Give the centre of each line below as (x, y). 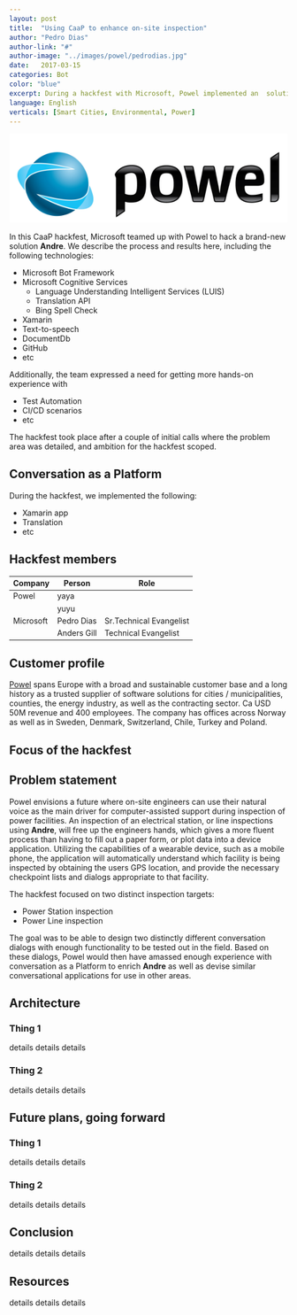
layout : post (33, 19)
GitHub (35, 348)
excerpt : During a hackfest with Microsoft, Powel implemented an (134, 93)
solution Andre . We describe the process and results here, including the (140, 246)
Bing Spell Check (66, 310)
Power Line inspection (62, 920)
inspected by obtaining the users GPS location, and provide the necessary (145, 867)
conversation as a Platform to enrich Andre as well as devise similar (133, 966)
